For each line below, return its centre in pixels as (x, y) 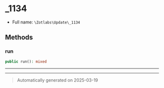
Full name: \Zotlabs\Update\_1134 (46, 22)
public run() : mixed (26, 62)
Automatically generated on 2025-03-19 (58, 80)
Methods (19, 37)
